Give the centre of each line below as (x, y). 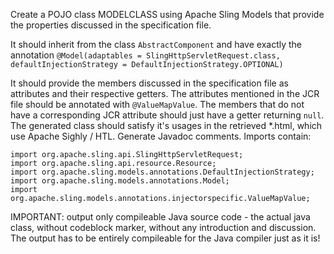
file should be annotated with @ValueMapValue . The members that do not (157, 104)
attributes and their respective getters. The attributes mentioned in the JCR (165, 93)
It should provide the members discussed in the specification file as (149, 83)
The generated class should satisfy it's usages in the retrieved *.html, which (166, 125)
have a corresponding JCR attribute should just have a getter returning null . (167, 115)
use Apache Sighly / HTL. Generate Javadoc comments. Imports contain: (161, 136)
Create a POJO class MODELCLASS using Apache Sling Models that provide (167, 14)
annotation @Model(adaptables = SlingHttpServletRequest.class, (145, 55)
